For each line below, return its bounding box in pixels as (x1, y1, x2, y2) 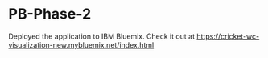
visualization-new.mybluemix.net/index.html (8, 39, 155, 49)
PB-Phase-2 (8, 5, 92, 23)
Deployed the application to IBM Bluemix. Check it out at (8, 31, 196, 41)
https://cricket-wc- (196, 31, 260, 41)
